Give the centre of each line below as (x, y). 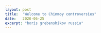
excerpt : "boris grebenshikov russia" (44, 23)
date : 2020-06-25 (25, 18)
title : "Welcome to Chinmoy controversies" (51, 14)
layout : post (18, 9)
